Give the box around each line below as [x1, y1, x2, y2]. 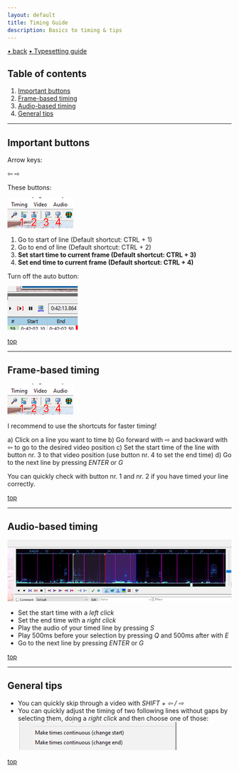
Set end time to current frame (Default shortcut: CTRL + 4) [17, 258, 194, 267]
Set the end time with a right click [17, 615, 116, 624]
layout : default [7, 11, 55, 19]
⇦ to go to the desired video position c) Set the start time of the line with [7, 443, 220, 451]
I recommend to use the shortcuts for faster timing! [7, 421, 157, 430]
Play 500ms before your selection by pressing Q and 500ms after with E [17, 631, 229, 640]
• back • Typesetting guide [7, 47, 87, 56]
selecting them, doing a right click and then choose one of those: [17, 714, 209, 722]
